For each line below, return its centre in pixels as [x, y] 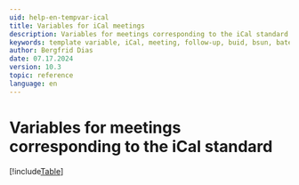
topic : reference [41, 76]
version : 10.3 [36, 68]
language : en [33, 84]
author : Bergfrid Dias [51, 51]
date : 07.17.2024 [41, 59]
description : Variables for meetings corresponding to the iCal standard [149, 34]
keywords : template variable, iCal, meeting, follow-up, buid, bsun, [141, 42]
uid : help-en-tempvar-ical [59, 17]
